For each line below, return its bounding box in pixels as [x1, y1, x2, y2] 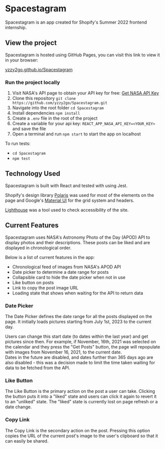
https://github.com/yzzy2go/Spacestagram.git [12, 100, 107, 106]
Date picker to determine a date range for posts [12, 269, 109, 275]
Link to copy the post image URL [12, 285, 79, 290]
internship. [5, 24, 27, 30]
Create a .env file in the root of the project [12, 115, 98, 121]
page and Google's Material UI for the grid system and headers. [5, 197, 134, 203]
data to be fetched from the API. [5, 365, 70, 371]
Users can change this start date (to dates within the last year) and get [5, 333, 149, 339]
